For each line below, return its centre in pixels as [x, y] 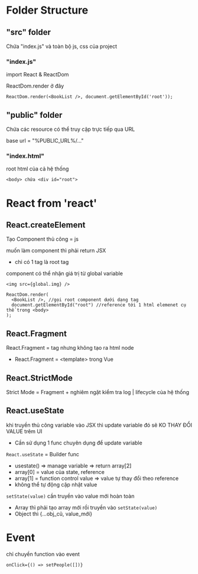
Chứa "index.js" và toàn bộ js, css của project [61, 46]
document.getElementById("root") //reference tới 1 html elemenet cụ [99, 305]
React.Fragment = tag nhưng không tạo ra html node [70, 348]
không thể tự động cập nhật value [56, 484]
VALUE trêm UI [24, 431]
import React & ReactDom [38, 75]
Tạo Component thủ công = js [42, 239]
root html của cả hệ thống [38, 169]
